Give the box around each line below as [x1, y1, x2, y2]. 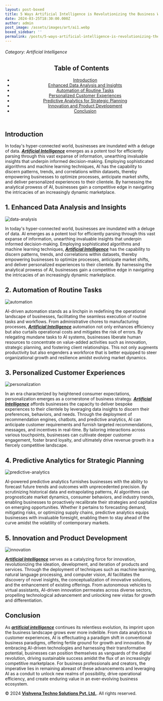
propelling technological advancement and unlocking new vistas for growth [5, 592, 156, 598]
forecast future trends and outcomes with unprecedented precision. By [5, 484, 147, 490]
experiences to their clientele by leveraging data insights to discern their [5, 406, 149, 412]
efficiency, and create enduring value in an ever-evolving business [5, 676, 138, 682]
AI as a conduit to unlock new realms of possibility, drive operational [5, 670, 142, 676]
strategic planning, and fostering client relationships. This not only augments [5, 344, 158, 350]
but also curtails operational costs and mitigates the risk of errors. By [5, 329, 143, 335]
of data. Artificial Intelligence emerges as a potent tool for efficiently [5, 148, 144, 154]
